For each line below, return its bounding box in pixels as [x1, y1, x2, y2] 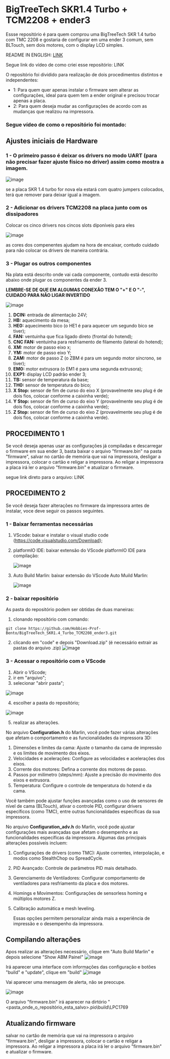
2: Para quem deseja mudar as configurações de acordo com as [13, 103, 147, 109]
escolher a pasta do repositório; [13, 700, 80, 706]
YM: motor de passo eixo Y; [13, 350, 71, 356]
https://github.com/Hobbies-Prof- [28, 626, 101, 631]
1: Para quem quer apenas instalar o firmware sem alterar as [13, 86, 139, 93]
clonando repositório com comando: [13, 616, 89, 622]
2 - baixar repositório [6, 595, 59, 602]
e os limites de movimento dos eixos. [13, 750, 91, 756]
